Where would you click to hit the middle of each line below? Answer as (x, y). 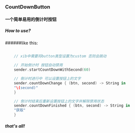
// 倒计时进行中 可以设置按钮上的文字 (47, 79)
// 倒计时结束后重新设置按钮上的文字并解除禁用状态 (59, 101)
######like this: (22, 43)
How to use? (18, 31)
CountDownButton (28, 7)
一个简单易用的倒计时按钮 (31, 19)
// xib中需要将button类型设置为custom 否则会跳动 (60, 56)
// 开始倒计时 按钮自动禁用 (38, 65)
